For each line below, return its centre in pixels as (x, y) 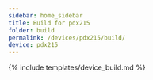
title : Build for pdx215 (49, 23)
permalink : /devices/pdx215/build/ (67, 38)
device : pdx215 (33, 45)
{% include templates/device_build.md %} (77, 67)
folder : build (32, 30)
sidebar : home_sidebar (46, 15)
